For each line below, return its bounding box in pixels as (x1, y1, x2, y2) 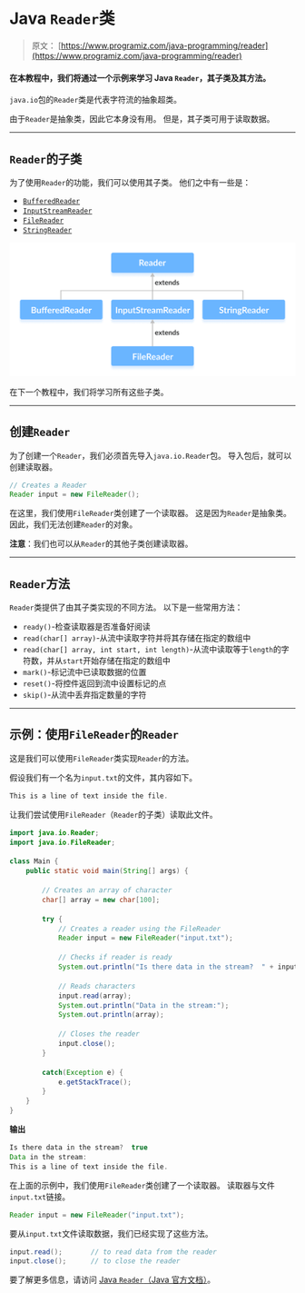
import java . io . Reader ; (9, 828, 100, 837)
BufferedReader (22, 196, 81, 205)
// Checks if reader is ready (57, 953, 172, 962)
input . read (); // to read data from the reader (9, 1247, 218, 1257)
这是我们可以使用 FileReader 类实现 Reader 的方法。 (9, 752, 194, 763)
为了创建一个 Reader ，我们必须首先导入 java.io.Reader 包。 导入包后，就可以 (9, 450, 292, 461)
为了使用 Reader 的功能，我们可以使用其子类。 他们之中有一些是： (9, 176, 251, 187)
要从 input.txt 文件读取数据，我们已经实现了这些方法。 (9, 1228, 213, 1238)
